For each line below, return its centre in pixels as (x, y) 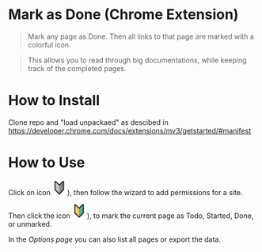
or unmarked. (30, 224)
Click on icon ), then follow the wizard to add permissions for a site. (125, 192)
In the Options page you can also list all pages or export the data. (115, 239)
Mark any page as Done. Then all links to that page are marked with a (141, 36)
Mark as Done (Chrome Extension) (123, 15)
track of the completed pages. (77, 68)
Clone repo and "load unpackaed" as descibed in (88, 122)
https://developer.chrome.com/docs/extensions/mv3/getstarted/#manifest (130, 130)
